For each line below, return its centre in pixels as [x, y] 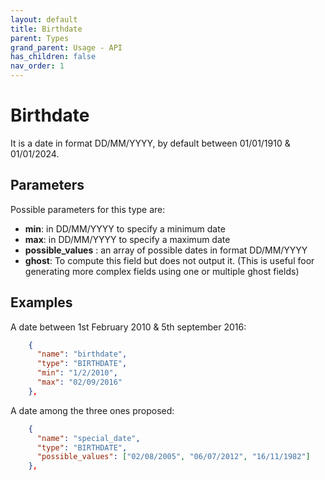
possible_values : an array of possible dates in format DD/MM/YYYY [166, 250]
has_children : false [53, 57]
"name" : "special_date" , [88, 438]
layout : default [44, 19]
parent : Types [40, 38]
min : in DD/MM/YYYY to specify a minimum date [125, 228]
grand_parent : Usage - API [66, 47]
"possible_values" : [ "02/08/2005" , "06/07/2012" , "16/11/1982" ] [173, 457]
